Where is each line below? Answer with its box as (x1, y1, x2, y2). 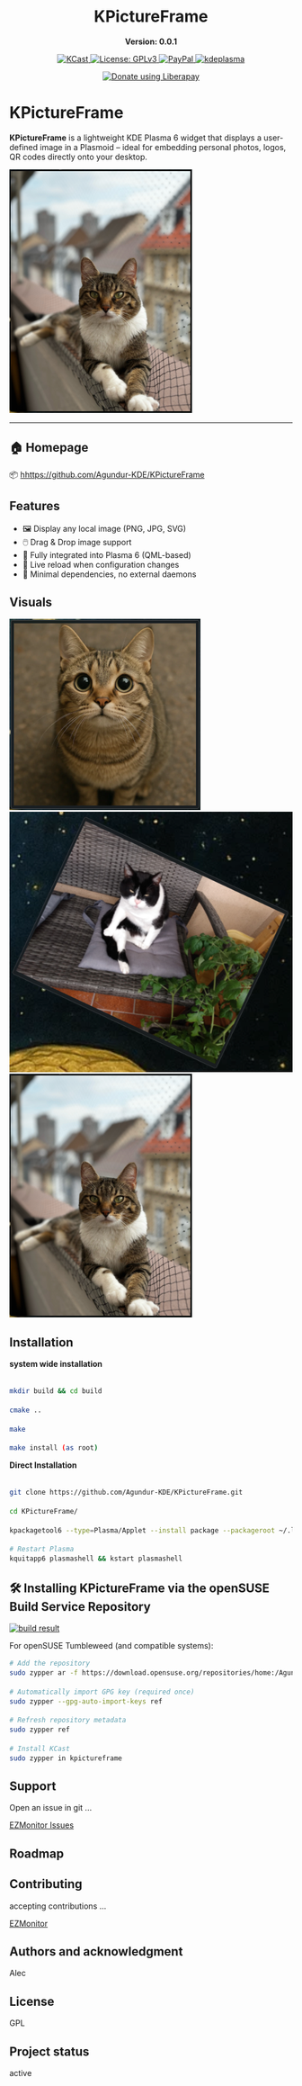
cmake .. (9, 1406, 42, 1415)
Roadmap (9, 1846, 65, 1861)
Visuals (9, 594, 52, 609)
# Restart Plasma (9, 1545, 75, 1554)
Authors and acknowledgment (9, 1944, 183, 1959)
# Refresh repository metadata (9, 1716, 127, 1725)
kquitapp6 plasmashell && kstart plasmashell (9, 1554, 182, 1563)
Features (9, 499, 60, 514)
